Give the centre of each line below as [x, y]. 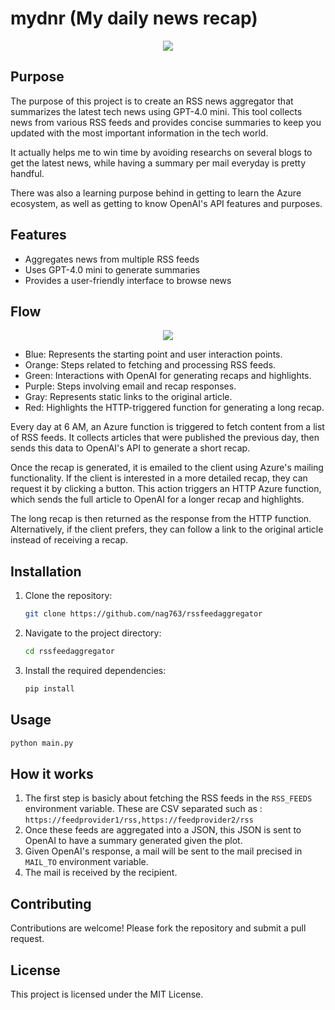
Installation [46, 571]
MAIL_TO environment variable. [86, 862]
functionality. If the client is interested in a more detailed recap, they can [159, 478]
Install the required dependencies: [95, 670]
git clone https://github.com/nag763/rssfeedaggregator [143, 614]
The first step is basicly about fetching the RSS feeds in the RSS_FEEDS [168, 798]
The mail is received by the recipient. [101, 873]
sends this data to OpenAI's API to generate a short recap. [130, 448]
